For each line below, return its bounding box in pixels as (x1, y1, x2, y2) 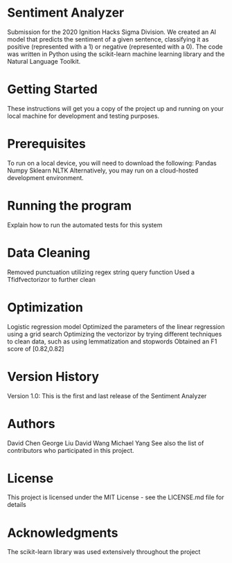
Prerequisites (7, 136, 87, 152)
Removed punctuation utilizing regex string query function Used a (7, 268, 195, 276)
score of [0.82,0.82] (7, 344, 64, 352)
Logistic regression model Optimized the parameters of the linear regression (7, 322, 225, 330)
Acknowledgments (7, 525, 119, 541)
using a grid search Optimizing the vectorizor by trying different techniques (7, 330, 222, 338)
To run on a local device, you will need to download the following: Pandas (7, 159, 217, 167)
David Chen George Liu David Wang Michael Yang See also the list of (7, 438, 204, 447)
